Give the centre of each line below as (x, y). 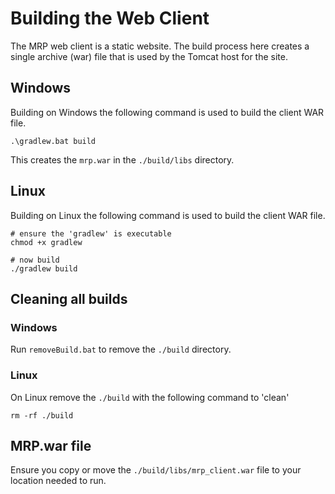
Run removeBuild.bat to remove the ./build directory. (121, 349)
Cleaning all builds (69, 298)
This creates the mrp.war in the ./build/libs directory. (122, 159)
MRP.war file (51, 445)
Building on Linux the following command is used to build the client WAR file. (168, 215)
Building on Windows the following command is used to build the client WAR (167, 112)
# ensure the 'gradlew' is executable (91, 233)
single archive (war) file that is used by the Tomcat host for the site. (149, 56)
